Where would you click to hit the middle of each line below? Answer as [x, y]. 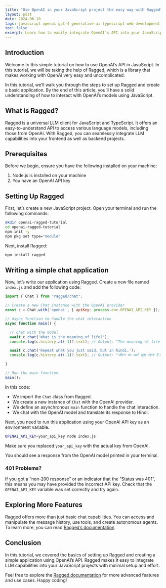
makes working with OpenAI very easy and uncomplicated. [65, 75]
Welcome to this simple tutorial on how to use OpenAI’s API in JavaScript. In [82, 64]
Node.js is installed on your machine [49, 176]
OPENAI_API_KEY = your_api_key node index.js [51, 436]
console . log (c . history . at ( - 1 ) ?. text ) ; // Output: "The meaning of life [85, 342]
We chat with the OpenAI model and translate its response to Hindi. [81, 412]
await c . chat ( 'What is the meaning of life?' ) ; [60, 337]
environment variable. [27, 427]
